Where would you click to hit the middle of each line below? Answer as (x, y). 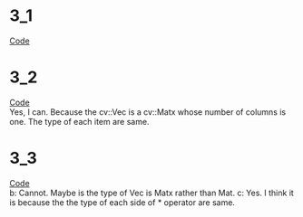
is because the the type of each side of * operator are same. (122, 202)
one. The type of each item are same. (79, 121)
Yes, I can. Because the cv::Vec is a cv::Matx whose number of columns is (148, 112)
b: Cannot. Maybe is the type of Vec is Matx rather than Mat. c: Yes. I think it (152, 193)
